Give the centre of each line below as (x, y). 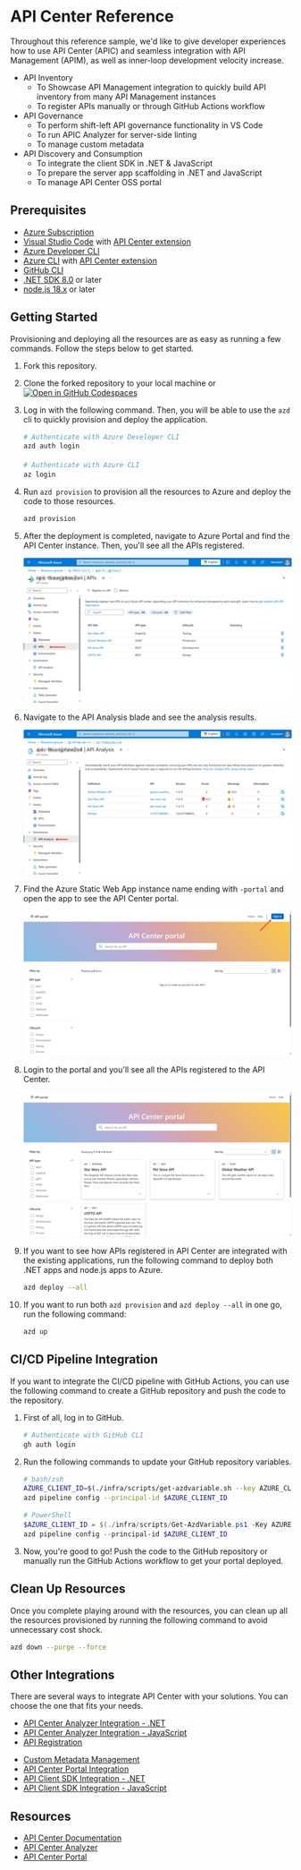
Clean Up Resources (68, 1589)
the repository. (37, 1400)
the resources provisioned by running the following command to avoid (139, 1620)
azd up (35, 1332)
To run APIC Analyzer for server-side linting (117, 134)
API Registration (53, 1742)
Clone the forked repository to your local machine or (120, 383)
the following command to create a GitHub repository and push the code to (148, 1390)
